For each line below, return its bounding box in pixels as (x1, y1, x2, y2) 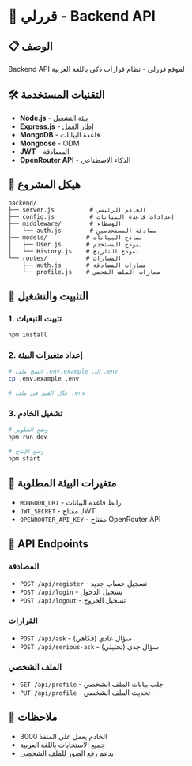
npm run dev (8, 434, 47, 441)
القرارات (8, 615, 38, 626)
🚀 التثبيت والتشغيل (8, 290, 88, 303)
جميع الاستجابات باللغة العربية (19, 740, 106, 749)
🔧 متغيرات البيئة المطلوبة (8, 477, 117, 490)
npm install (8, 331, 47, 339)
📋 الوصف (8, 39, 53, 53)
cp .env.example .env (8, 375, 80, 383)
